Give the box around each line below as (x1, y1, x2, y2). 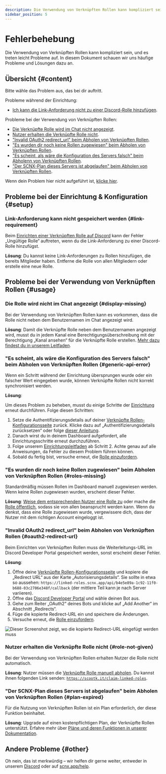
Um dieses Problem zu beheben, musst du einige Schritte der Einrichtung (5, 402, 155, 408)
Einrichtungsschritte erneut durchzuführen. (12, 438, 100, 444)
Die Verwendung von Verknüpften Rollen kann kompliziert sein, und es (5, 50, 149, 56)
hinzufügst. (16, 243, 40, 249)
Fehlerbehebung (5, 33, 75, 45)
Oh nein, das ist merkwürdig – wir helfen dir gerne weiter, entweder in (5, 758, 147, 764)
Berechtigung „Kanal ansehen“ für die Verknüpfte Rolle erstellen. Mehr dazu (5, 337, 160, 343)
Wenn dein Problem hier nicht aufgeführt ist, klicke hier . (5, 178, 119, 184)
